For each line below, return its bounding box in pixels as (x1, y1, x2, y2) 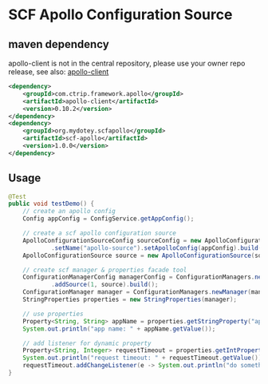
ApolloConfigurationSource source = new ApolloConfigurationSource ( (22, 251, 255, 259)
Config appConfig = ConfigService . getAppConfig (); (22, 215, 195, 223)
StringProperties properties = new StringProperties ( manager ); (22, 295, 238, 304)
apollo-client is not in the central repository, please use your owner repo (8, 58, 246, 68)
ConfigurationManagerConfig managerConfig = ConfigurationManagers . (22, 273, 255, 281)
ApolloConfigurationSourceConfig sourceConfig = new (22, 236, 202, 244)
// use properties (22, 310, 84, 318)
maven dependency (8, 38, 109, 51)
